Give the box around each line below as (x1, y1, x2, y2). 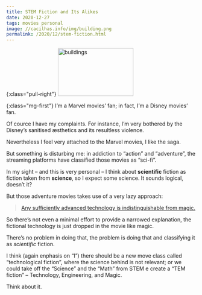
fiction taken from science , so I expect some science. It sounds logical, (6, 174, 184, 182)
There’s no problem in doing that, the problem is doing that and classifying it (6, 234, 195, 241)
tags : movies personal (6, 20, 63, 26)
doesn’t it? (6, 181, 33, 188)
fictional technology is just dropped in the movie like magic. (6, 223, 154, 230)
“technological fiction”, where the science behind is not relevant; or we (6, 259, 182, 266)
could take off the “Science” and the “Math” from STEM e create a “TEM (6, 265, 186, 272)
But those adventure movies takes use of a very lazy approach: (6, 192, 163, 200)
